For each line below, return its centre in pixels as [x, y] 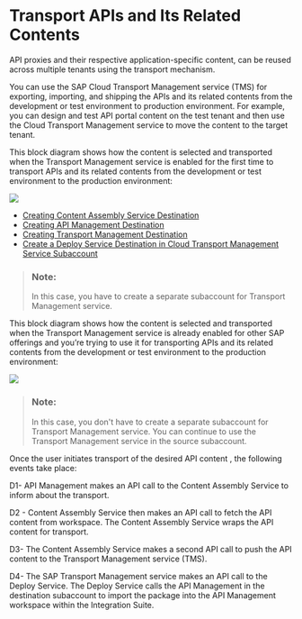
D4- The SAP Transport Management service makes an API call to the [138, 576]
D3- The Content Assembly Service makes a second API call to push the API [151, 549]
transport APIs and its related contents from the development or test [136, 171]
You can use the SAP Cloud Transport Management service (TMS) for [138, 86]
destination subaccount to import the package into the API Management [143, 595]
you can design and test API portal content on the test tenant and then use [147, 115]
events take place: [43, 468]
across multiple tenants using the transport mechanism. [112, 69]
